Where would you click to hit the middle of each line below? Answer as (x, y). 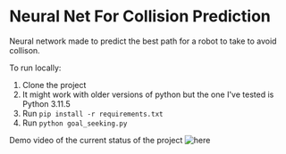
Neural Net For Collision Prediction (140, 16)
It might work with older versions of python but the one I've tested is (148, 94)
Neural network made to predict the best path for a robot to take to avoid (143, 41)
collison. (25, 50)
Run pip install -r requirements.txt (93, 113)
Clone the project (54, 85)
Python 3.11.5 (46, 103)
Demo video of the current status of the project (96, 140)
